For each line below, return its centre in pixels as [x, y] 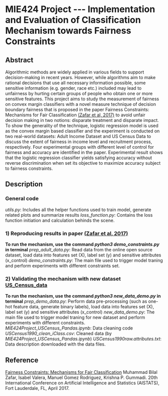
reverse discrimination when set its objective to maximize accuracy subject [83, 163]
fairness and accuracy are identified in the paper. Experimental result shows [84, 152]
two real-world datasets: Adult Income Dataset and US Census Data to [78, 136]
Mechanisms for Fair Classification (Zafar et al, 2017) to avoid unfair [75, 115]
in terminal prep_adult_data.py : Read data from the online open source [79, 249]
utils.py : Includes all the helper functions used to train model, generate [78, 210]
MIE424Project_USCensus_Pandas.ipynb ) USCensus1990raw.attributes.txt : [83, 339]
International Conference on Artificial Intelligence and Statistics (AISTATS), [82, 383]
